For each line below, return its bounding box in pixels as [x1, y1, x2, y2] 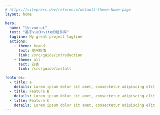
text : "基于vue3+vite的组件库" [9, 30, 69, 35]
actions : [9, 39, 28, 44]
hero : [5, 21, 16, 26]
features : [5, 75, 26, 80]
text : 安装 [18, 62, 39, 67]
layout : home [5, 12, 32, 17]
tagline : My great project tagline [9, 34, 83, 39]
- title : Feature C [9, 98, 50, 103]
